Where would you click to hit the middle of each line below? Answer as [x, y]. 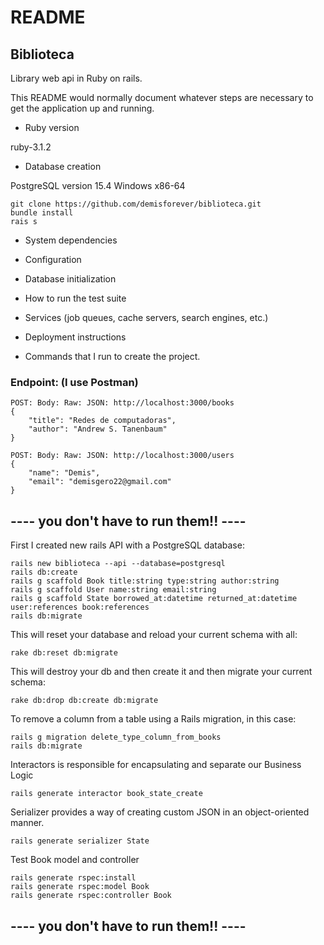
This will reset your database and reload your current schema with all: [154, 635]
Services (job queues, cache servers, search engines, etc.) [146, 317]
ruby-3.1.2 [31, 147]
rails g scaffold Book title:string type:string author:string [145, 581]
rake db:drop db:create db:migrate [84, 701]
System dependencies [71, 240]
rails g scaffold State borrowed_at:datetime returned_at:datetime [154, 599]
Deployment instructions [75, 337]
